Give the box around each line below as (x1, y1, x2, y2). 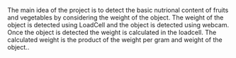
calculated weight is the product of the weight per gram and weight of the (7, 36, 223, 44)
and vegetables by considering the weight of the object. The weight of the (7, 13, 224, 22)
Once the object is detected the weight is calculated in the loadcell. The (7, 28, 217, 36)
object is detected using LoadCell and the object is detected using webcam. (7, 21, 229, 29)
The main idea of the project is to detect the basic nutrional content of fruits (7, 6, 229, 14)
